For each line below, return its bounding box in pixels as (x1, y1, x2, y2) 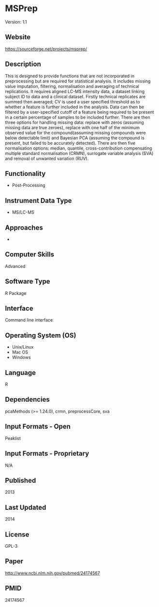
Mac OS (12, 349, 28, 355)
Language (5, 369, 36, 377)
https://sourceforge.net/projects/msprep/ (5, 46, 87, 51)
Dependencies (5, 395, 50, 404)
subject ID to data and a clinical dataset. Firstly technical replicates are (5, 93, 146, 100)
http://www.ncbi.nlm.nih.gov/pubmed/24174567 (5, 570, 100, 576)
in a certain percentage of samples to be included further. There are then (5, 114, 151, 120)
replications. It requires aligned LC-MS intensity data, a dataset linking (5, 88, 145, 94)
